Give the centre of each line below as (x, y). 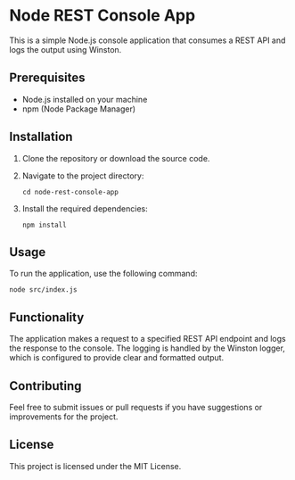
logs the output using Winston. (66, 49)
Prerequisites (47, 78)
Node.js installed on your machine (85, 99)
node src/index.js (43, 290)
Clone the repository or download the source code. (116, 158)
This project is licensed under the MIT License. (95, 466)
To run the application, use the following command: (103, 274)
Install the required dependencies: (85, 208)
